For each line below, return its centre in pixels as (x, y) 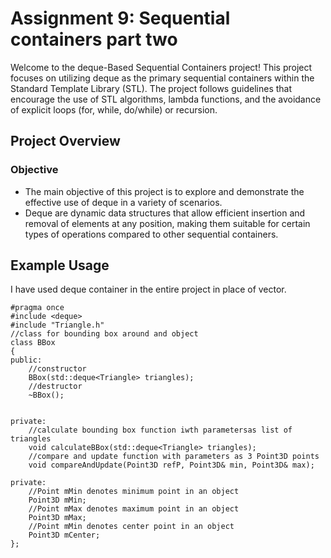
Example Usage (60, 265)
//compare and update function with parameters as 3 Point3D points (174, 457)
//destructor (55, 387)
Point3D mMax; (57, 518)
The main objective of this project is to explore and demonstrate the (164, 191)
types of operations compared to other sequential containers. (151, 234)
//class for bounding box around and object (104, 334)
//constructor (57, 369)
